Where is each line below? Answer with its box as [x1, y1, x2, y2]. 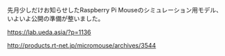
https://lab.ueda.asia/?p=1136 [7, 28, 91, 36]
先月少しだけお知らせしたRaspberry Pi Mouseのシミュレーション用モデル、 [7, 6, 223, 14]
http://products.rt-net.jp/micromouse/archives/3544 [7, 42, 156, 49]
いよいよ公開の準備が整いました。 [7, 14, 105, 23]
